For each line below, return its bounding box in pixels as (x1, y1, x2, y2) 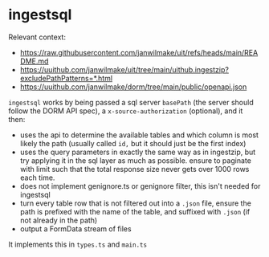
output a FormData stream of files (19, 223, 132, 234)
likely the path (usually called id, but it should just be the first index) (19, 138, 247, 148)
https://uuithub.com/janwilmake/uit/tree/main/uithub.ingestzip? (19, 64, 229, 74)
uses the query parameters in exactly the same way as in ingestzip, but (19, 147, 256, 157)
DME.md (19, 56, 49, 66)
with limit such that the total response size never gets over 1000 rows (19, 164, 250, 173)
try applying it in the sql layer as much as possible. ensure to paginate (19, 155, 251, 165)
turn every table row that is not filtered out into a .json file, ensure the (19, 198, 251, 208)
